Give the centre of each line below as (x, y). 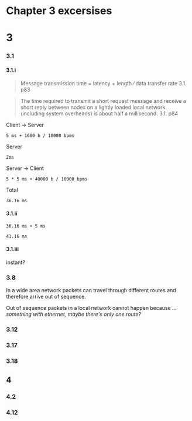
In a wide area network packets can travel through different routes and (91, 290)
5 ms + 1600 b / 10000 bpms (40, 136)
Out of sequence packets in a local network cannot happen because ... (91, 308)
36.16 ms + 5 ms (26, 226)
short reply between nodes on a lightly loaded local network (93, 107)
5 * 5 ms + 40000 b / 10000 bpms (47, 179)
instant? (16, 262)
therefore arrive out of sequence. (46, 297)
